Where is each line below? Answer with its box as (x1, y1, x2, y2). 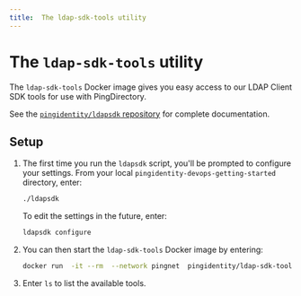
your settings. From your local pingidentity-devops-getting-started (22, 168, 277, 178)
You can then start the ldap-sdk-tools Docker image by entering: (22, 244, 263, 256)
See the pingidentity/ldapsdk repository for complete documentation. (9, 109, 270, 119)
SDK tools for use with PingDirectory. (9, 91, 146, 101)
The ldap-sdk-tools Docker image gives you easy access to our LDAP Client (9, 82, 293, 92)
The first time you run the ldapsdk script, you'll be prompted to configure (22, 158, 292, 169)
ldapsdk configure (22, 228, 92, 238)
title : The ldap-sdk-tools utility (9, 13, 146, 22)
